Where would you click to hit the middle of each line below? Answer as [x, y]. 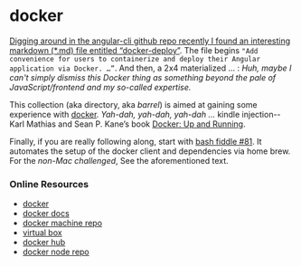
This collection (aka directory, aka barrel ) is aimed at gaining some [133, 104]
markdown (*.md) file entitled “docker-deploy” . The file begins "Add [134, 50]
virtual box [42, 233]
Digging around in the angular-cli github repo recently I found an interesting [150, 41]
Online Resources [49, 184]
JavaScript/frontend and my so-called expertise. [100, 87]
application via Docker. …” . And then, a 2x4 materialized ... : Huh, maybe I [150, 68]
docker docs [46, 214]
